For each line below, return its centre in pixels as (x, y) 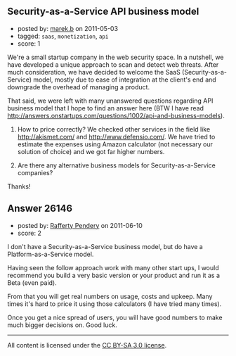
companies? (35, 172)
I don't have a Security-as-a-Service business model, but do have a (105, 246)
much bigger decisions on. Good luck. (62, 325)
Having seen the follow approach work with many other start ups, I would (113, 267)
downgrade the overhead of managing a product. (78, 87)
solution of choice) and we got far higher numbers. (91, 151)
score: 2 (29, 233)
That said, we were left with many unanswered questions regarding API (110, 101)
